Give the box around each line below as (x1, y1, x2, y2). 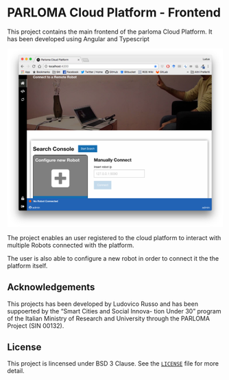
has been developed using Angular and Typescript (7, 34, 149, 43)
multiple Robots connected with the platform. (7, 241, 134, 249)
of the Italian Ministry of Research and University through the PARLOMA (7, 314, 210, 322)
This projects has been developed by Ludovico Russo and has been (7, 300, 199, 308)
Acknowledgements (7, 281, 95, 293)
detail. (7, 367, 25, 375)
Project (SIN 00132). (7, 321, 64, 330)
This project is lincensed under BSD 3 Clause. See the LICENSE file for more (7, 359, 219, 368)
